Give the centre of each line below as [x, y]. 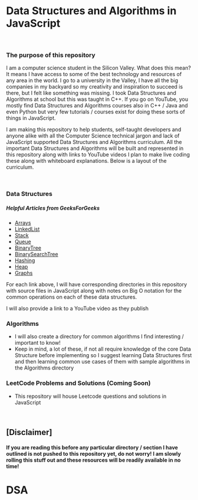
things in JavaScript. [31, 118]
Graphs [24, 273]
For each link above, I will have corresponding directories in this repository [97, 285]
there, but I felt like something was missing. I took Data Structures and [91, 93]
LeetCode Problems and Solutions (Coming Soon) [79, 383]
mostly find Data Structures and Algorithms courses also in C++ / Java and [97, 106]
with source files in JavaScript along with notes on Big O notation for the [94, 291]
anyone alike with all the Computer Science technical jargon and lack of [93, 136]
